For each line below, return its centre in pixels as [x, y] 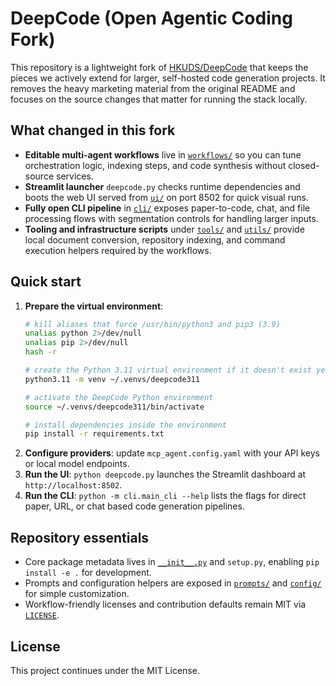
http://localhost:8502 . [73, 485]
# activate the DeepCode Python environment [119, 397]
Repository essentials [80, 537]
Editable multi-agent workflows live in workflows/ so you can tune [163, 154]
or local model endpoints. [77, 464]
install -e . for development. [88, 573]
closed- [304, 165]
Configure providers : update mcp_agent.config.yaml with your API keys [172, 453]
